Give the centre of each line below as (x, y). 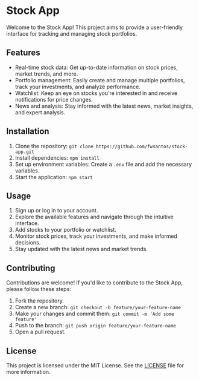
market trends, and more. (46, 74)
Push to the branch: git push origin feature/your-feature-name (96, 326)
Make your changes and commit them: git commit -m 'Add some (95, 314)
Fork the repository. (39, 301)
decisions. (28, 243)
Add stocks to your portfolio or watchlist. (65, 230)
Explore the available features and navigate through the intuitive (94, 217)
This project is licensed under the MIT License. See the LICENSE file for (95, 365)
